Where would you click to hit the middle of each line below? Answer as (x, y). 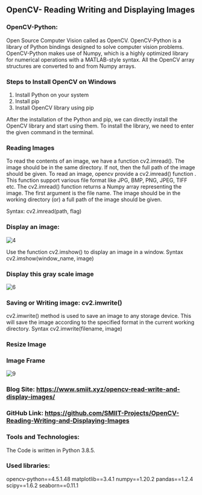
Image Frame (26, 361)
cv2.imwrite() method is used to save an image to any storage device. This (99, 316)
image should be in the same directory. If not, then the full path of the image (101, 167)
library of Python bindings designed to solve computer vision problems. (95, 47)
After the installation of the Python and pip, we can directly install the (92, 119)
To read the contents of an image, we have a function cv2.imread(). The (96, 161)
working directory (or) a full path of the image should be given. (84, 199)
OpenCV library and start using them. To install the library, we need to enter (100, 126)
